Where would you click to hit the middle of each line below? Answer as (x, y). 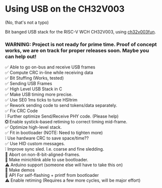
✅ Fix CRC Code (21, 111)
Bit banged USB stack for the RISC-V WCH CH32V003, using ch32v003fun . (81, 32)
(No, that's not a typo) (27, 22)
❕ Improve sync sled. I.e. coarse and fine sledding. (55, 149)
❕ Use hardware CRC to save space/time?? (47, 138)
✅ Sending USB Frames (29, 84)
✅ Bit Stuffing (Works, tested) (35, 78)
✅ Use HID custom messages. (35, 144)
